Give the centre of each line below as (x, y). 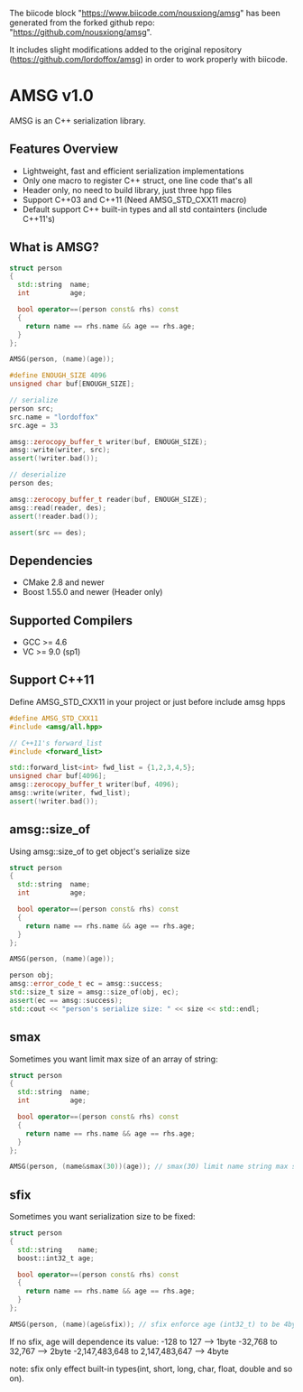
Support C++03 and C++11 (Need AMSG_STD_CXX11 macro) (134, 200)
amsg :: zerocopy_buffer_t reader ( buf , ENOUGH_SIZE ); (108, 499)
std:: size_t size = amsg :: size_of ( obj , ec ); (94, 992)
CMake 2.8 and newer (64, 582)
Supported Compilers (71, 621)
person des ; (32, 483)
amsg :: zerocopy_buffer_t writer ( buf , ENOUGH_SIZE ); (108, 441)
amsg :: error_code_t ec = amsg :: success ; (87, 984)
